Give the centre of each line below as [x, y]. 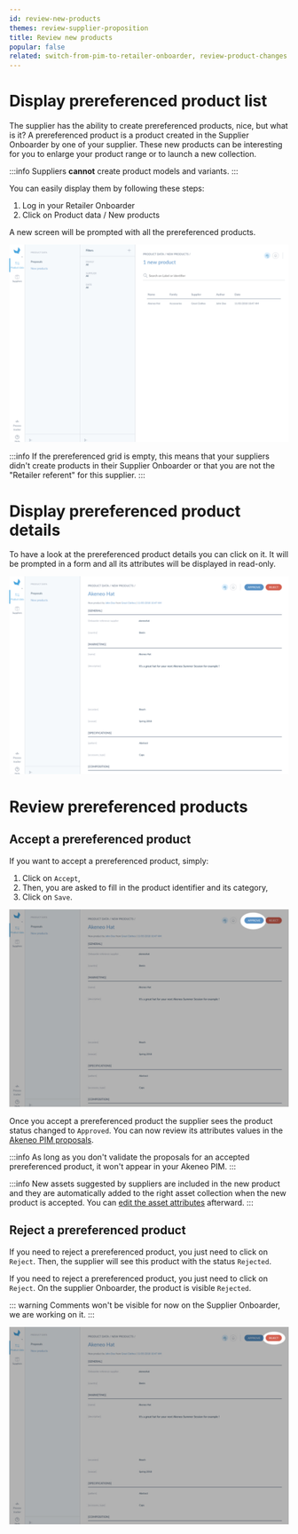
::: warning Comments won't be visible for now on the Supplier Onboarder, [145, 1305]
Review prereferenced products [129, 806]
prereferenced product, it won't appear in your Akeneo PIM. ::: [123, 1167]
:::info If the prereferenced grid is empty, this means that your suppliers [140, 456]
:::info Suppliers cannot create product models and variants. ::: [124, 171]
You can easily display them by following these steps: [107, 189]
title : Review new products [61, 37]
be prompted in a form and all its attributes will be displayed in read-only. [143, 564]
